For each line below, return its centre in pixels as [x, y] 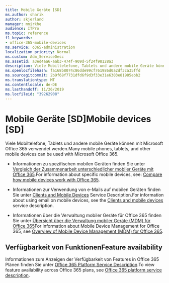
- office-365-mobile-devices [36, 43]
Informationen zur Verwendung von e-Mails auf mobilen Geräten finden [87, 190]
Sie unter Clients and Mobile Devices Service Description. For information [88, 195]
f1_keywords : [19, 38]
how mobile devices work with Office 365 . [56, 180]
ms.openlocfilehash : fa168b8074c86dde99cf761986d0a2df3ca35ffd [73, 71]
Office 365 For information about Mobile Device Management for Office [86, 226]
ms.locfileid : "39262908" [32, 94]
